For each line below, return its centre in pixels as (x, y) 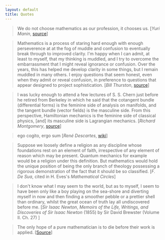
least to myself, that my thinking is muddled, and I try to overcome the (88, 59)
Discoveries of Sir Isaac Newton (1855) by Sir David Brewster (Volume (88, 212)
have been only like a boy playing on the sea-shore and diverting (83, 191)
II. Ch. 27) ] (29, 217)
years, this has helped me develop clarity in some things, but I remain (88, 69)
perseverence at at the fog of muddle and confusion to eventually (83, 48)
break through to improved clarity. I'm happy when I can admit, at (83, 53)
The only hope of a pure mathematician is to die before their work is (86, 227)
